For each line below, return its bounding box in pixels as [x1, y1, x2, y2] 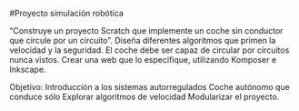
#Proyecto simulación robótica [9, 8, 125, 18]
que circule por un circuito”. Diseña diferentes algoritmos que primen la [9, 35, 276, 45]
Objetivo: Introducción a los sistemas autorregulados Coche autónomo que [9, 82, 291, 92]
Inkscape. [9, 64, 46, 75]
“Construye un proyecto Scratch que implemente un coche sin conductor [9, 25, 284, 35]
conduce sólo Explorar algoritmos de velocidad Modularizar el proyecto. [9, 91, 280, 102]
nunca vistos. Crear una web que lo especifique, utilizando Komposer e [9, 55, 277, 65]
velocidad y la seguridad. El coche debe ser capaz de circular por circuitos [9, 45, 290, 55]
